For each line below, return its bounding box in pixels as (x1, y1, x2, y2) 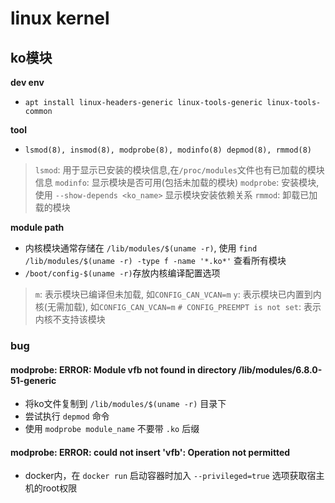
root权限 (42, 482, 78, 494)
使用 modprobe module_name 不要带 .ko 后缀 (24, 423, 200, 435)
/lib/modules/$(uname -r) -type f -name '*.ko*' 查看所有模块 (24, 255, 287, 266)
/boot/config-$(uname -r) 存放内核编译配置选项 (24, 267, 221, 279)
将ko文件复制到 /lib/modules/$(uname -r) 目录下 (24, 398, 227, 410)
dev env (10, 77, 45, 88)
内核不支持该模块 (34, 313, 106, 325)
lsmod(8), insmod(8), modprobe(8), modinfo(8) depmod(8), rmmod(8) (24, 145, 312, 155)
